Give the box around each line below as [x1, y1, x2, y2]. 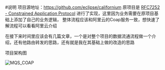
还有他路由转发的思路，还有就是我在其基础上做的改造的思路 [13, 39, 134, 45]
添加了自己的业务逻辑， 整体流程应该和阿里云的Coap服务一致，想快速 [13, 17, 156, 22]
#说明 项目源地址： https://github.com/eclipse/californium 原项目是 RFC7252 [5, 4, 160, 10]
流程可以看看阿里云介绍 [9, 23, 57, 29]
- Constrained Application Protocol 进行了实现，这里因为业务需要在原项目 [5, 10, 154, 16]
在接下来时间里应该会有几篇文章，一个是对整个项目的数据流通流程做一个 [5, 34, 152, 39]
